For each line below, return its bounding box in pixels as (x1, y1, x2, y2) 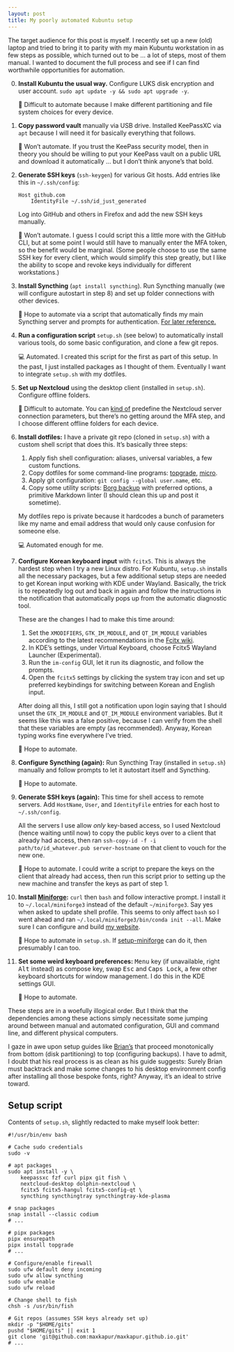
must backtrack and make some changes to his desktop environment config (8, 1064, 226, 1073)
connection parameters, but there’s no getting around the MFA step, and (17, 412, 226, 420)
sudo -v (8, 1150, 31, 1157)
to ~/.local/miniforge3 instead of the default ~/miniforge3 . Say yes (17, 900, 213, 909)
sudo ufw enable (8, 1279, 55, 1286)
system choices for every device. (17, 108, 114, 116)
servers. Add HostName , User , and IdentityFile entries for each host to (17, 800, 220, 808)
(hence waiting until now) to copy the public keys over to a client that (17, 828, 217, 837)
